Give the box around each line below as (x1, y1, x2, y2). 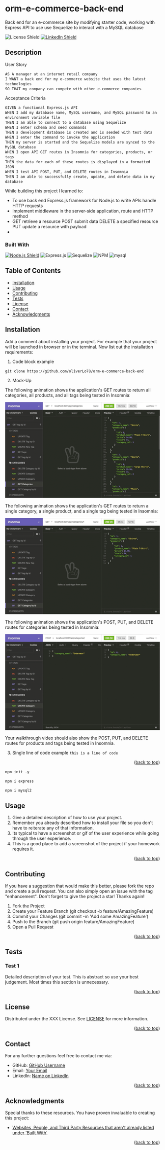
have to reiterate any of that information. (12, 825, 94, 831)
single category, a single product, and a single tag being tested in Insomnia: (5, 508, 158, 514)
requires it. (12, 846, 34, 852)
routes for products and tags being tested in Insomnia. (5, 740, 115, 746)
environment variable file (5, 115, 60, 120)
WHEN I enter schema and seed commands (5, 125, 87, 130)
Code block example (12, 359, 54, 364)
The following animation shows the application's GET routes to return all (5, 387, 151, 393)
